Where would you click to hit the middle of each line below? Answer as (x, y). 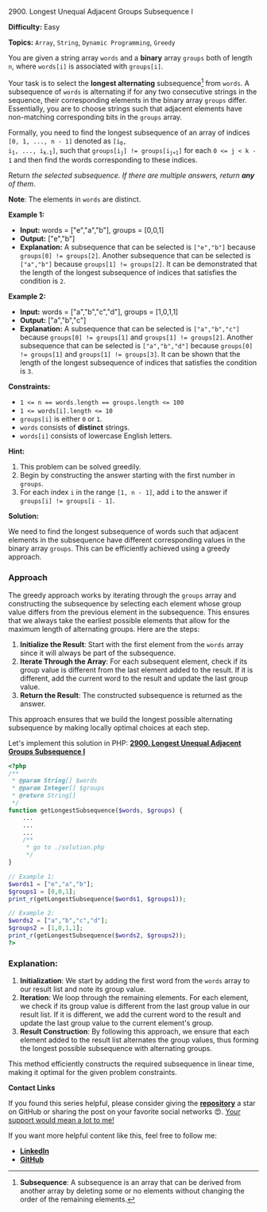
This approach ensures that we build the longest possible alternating (120, 719)
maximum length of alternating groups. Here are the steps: (104, 629)
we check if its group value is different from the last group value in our (135, 1006)
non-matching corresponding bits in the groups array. (95, 117)
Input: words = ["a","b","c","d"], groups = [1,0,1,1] (99, 312)
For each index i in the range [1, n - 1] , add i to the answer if (124, 492)
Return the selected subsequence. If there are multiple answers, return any (132, 175)
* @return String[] (44, 796)
